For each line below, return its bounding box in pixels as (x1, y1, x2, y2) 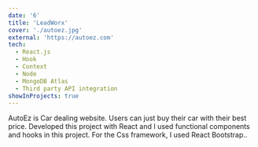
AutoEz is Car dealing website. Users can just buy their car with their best (8, 113, 247, 123)
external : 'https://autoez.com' (8, 33, 114, 42)
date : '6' (8, 11, 41, 20)
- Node (15, 70, 37, 78)
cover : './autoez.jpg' (8, 26, 83, 34)
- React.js (15, 48, 51, 56)
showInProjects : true (8, 92, 79, 100)
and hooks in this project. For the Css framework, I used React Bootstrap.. (8, 130, 248, 140)
